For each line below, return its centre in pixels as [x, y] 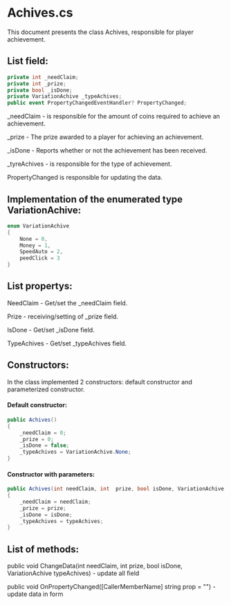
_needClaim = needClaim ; [55, 502]
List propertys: [40, 286]
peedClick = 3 [40, 258]
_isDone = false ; [45, 445]
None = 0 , [34, 239]
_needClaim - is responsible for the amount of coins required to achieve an [113, 117]
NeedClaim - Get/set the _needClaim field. [67, 302]
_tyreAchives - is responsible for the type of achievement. [90, 164]
